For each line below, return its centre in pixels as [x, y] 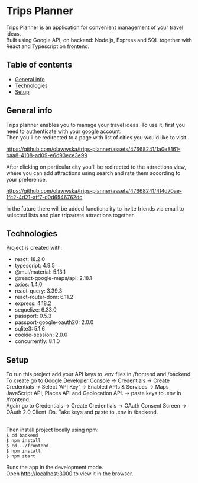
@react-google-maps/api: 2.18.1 [53, 278]
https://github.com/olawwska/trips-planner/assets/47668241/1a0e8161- [93, 149]
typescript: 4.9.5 [35, 266]
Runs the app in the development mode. [55, 468]
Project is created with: [34, 248]
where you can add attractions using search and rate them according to [93, 173]
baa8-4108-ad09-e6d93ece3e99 [47, 155]
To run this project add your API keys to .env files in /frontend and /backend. [99, 374]
